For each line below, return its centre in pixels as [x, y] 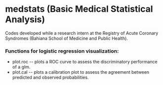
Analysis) [25, 19]
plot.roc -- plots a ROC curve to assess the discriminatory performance [85, 62]
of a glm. [21, 67]
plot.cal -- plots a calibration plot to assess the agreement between [81, 72]
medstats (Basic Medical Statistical [79, 9]
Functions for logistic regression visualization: [62, 51]
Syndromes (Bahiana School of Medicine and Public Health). [67, 38]
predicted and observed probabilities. [50, 78]
